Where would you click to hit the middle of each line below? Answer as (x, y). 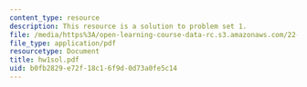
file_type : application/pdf (63, 43)
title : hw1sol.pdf (44, 60)
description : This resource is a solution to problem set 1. (128, 26)
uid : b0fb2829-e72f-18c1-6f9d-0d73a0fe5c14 (94, 69)
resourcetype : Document (55, 52)
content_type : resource (55, 18)
